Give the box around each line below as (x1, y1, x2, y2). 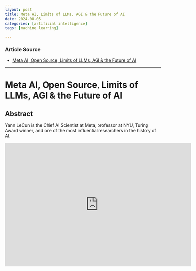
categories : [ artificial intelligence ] (5, 21, 88, 26)
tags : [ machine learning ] (5, 26, 58, 31)
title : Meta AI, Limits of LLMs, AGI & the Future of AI (5, 12, 125, 17)
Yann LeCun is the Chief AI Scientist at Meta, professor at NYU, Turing (5, 122, 148, 128)
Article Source (5, 46, 41, 53)
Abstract (5, 110, 33, 117)
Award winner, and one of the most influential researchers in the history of (5, 128, 157, 134)
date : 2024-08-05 (5, 16, 41, 21)
